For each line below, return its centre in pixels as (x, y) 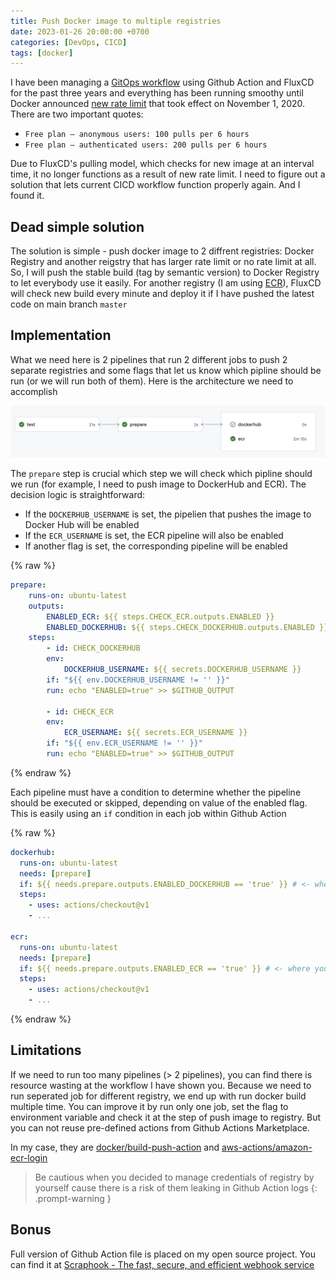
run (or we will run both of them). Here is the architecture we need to (152, 381)
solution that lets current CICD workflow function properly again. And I (155, 185)
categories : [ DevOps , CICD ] (69, 42)
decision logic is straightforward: (78, 495)
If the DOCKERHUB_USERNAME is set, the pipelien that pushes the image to (168, 514)
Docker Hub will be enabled (82, 525)
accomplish (34, 391)
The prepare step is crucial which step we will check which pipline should (161, 474)
